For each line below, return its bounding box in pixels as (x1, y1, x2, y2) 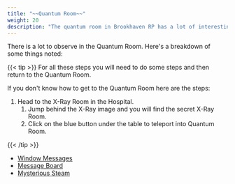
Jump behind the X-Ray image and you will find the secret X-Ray (27, 105, 215, 114)
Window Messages (17, 154, 73, 162)
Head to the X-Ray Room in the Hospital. (17, 98, 134, 106)
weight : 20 (7, 17, 39, 24)
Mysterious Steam (17, 169, 71, 178)
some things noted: (7, 49, 63, 58)
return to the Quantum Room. (7, 70, 92, 79)
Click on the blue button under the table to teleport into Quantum (27, 120, 215, 128)
